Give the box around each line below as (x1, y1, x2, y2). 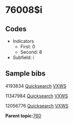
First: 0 (20, 44, 36, 50)
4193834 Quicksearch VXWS (5, 82, 66, 89)
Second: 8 (20, 49, 42, 55)
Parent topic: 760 (5, 112, 42, 119)
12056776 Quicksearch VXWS (5, 102, 69, 109)
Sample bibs (5, 69, 46, 78)
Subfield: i (12, 54, 34, 60)
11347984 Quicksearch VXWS (5, 93, 68, 99)
